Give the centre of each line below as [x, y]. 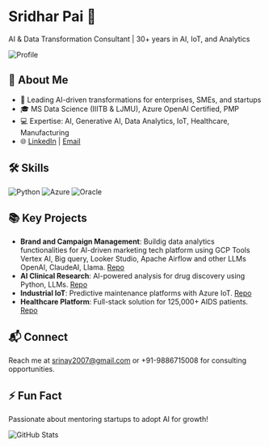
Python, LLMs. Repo [54, 285]
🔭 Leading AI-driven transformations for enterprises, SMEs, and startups [141, 100]
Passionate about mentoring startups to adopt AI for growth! [108, 419]
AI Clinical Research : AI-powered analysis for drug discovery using [132, 276]
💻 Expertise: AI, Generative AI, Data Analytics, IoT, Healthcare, [125, 121]
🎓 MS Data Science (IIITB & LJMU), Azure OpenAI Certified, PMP [130, 109]
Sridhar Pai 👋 [53, 17]
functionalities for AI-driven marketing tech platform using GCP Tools [135, 250]
